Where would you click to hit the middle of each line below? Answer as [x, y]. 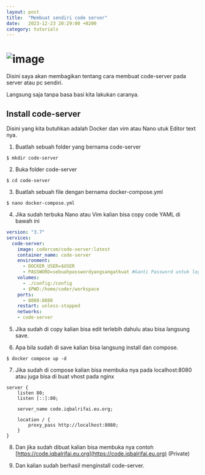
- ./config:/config [47, 283]
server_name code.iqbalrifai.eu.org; [65, 409]
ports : [26, 295]
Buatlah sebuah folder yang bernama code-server [78, 147]
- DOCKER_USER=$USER [49, 267]
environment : [34, 260]
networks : [30, 312]
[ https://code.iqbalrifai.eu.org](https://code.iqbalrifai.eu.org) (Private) [103, 454]
